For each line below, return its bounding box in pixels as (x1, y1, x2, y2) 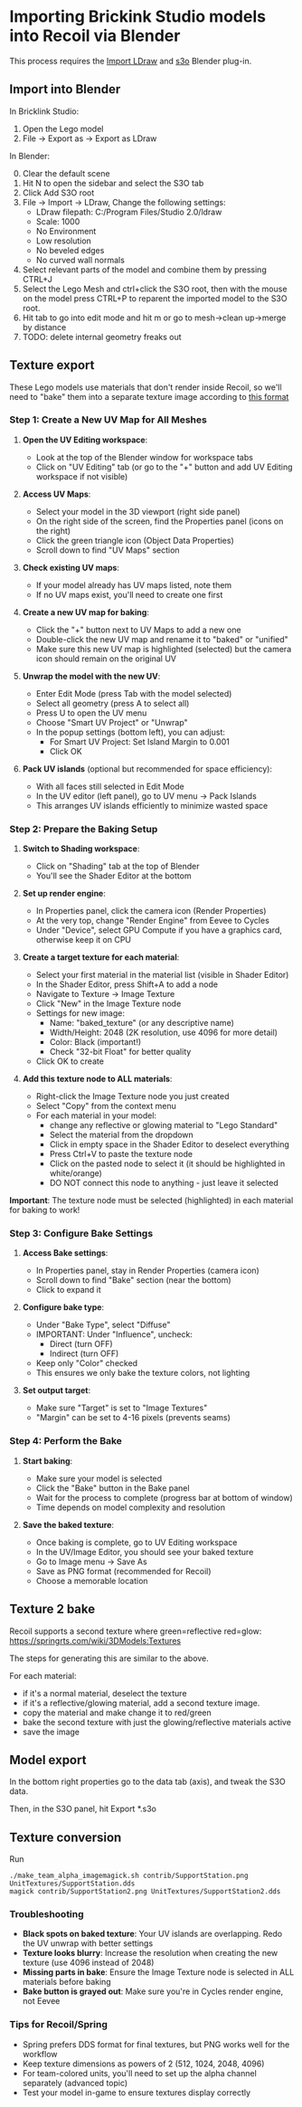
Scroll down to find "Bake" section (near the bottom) (35, 1275, 232, 1286)
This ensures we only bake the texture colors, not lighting (35, 1368, 250, 1379)
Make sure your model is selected (35, 1473, 163, 1484)
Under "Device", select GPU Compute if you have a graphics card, (35, 925, 283, 935)
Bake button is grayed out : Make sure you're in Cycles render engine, (22, 1986, 284, 1997)
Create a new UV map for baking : (22, 606, 149, 617)
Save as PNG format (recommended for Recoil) (35, 1565, 212, 1576)
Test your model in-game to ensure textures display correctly (22, 2087, 251, 2098)
